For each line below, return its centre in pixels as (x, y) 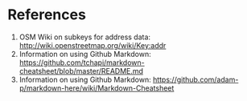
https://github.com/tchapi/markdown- (82, 63)
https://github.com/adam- (196, 79)
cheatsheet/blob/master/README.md (81, 71)
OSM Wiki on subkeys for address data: (84, 37)
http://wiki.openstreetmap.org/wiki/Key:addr (93, 45)
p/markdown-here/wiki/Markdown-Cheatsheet (97, 88)
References (47, 15)
